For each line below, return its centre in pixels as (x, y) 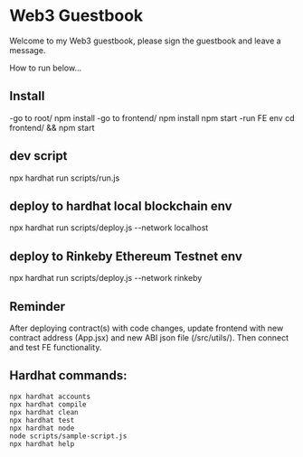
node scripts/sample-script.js (68, 436)
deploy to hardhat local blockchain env (121, 205)
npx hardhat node (42, 428)
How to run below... (46, 68)
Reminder (38, 307)
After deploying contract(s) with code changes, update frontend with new (147, 328)
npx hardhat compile (48, 404)
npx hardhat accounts (50, 396)
